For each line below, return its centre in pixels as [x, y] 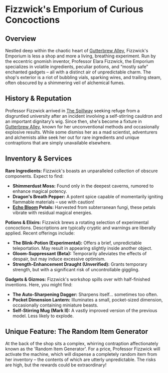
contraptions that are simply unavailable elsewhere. [58, 142]
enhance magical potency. [40, 191]
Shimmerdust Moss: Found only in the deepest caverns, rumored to [83, 186]
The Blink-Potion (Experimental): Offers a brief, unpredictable [77, 243]
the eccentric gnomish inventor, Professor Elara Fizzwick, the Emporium [80, 61]
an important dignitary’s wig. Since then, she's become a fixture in [73, 121]
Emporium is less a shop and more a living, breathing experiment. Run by [81, 56]
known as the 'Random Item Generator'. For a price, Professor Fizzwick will [83, 349]
